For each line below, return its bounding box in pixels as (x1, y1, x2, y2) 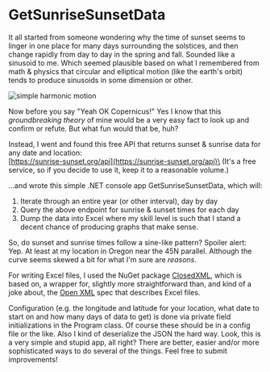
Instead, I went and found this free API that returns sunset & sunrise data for (8, 139, 261, 148)
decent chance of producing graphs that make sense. (19, 222, 199, 232)
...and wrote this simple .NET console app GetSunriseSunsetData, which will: (8, 180, 263, 190)
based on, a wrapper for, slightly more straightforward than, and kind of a (8, 278, 252, 288)
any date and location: (8, 148, 82, 157)
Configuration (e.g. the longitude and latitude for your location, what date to (8, 303, 260, 312)
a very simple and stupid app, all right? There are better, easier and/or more (8, 337, 260, 347)
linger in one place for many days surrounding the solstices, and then (8, 40, 239, 50)
